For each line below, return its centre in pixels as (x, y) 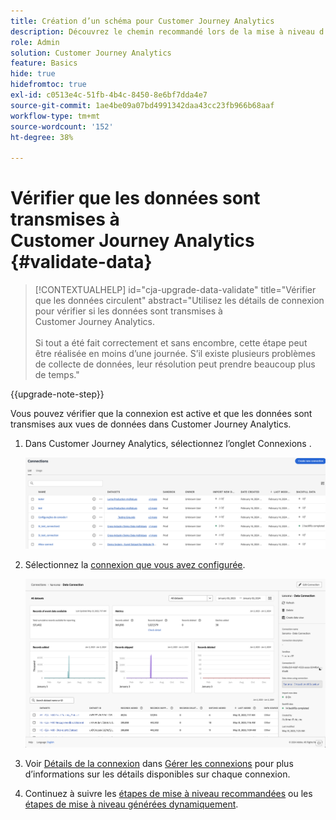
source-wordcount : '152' (62, 126)
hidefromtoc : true (48, 85)
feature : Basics (44, 63)
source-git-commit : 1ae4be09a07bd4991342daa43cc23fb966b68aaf (142, 105)
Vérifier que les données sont (135, 198)
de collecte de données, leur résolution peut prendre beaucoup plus (175, 364)
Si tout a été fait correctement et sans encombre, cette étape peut (171, 343)
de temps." (57, 375)
